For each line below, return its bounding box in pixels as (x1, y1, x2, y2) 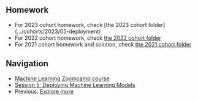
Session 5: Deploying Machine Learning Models (14, 81, 135, 88)
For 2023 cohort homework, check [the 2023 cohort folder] (14, 21, 166, 28)
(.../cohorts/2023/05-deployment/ (14, 28, 101, 35)
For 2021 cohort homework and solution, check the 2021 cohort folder (14, 40, 192, 48)
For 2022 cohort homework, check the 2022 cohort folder (14, 34, 162, 42)
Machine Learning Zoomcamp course (14, 75, 110, 82)
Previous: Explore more (14, 88, 74, 95)
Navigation (6, 58, 48, 69)
